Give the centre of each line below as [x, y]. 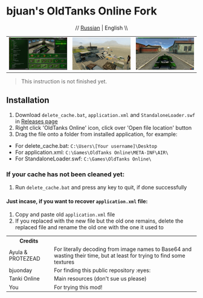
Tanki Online [24, 279]
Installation [28, 100]
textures [64, 262]
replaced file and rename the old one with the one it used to [89, 227]
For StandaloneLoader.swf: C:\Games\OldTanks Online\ [83, 159]
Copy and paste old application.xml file [65, 215]
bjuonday [21, 270]
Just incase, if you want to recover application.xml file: [77, 201]
